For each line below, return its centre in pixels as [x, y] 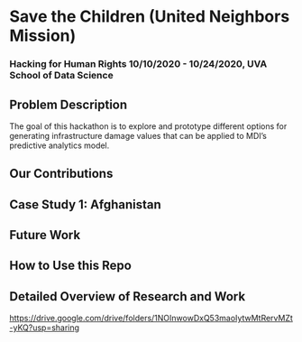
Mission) [43, 36]
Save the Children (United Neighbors [150, 17]
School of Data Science [62, 76]
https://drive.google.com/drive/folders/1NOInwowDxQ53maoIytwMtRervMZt [151, 319]
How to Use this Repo [71, 266]
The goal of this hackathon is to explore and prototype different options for [148, 126]
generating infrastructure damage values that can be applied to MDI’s [138, 135]
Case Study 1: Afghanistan [86, 204]
